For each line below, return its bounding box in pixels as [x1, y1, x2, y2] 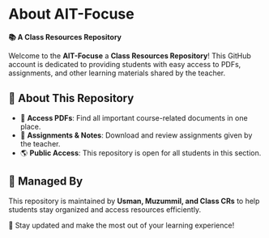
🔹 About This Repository [8, 91, 134, 105]
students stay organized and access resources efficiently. [8, 204, 201, 215]
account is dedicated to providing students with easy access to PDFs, [8, 59, 241, 69]
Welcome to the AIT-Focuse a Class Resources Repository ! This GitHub [8, 50, 251, 61]
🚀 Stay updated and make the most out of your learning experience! [8, 220, 235, 230]
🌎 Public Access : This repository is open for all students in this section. [19, 147, 262, 158]
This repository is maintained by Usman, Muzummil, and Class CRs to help [8, 196, 260, 206]
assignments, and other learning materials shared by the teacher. [8, 68, 226, 78]
